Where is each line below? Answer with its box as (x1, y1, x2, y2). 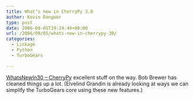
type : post (6, 19, 33, 25)
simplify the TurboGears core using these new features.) (6, 86, 143, 93)
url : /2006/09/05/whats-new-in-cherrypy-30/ (6, 31, 117, 37)
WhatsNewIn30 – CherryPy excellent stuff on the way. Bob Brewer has (6, 74, 177, 81)
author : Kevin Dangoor (6, 14, 62, 20)
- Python (11, 47, 33, 53)
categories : (6, 36, 35, 42)
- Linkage (11, 42, 35, 48)
